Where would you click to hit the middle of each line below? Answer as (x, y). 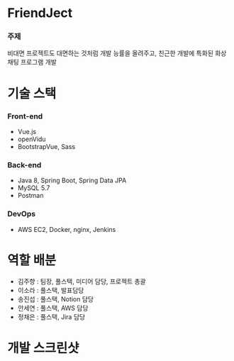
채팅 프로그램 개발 (32, 62)
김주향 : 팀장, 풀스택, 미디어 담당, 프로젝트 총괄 (82, 281)
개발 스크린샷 (43, 348)
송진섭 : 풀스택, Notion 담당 (56, 299)
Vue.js (27, 131)
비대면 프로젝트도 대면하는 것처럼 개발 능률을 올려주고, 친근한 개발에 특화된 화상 (117, 53)
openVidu (32, 139)
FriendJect (40, 13)
